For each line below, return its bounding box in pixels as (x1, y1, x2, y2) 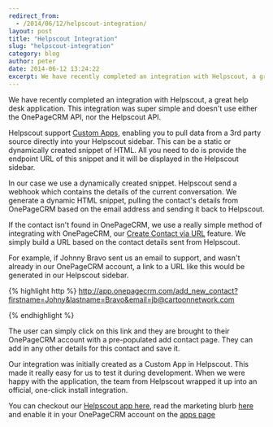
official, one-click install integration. (8, 385, 128, 394)
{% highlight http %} (8, 285, 77, 295)
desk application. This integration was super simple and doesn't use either (8, 103, 258, 113)
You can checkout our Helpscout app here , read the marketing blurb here (8, 400, 254, 411)
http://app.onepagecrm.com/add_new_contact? (78, 285, 238, 295)
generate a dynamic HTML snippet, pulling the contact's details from (8, 195, 239, 205)
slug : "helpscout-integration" (8, 42, 115, 50)
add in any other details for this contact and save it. (8, 343, 180, 353)
